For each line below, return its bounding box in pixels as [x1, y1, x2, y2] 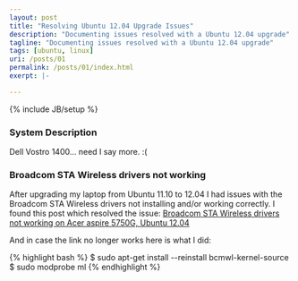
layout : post [9, 13, 58, 22]
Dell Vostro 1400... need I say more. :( [9, 147, 148, 158]
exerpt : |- [9, 72, 50, 81]
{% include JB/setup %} [9, 104, 98, 115]
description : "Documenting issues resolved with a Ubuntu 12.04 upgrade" [9, 30, 291, 38]
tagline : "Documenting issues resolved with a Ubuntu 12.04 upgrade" [9, 38, 275, 47]
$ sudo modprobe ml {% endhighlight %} [9, 261, 161, 273]
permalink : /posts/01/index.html [9, 64, 134, 72]
